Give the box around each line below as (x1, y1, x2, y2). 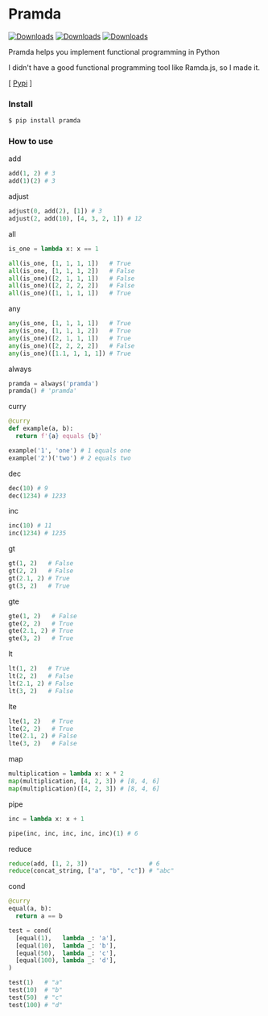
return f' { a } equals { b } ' (15, 432, 103, 440)
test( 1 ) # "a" (8, 979, 63, 987)
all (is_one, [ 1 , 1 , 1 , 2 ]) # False (8, 266, 135, 275)
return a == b (15, 912, 63, 920)
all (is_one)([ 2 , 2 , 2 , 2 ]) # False (8, 282, 135, 290)
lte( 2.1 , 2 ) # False (8, 732, 78, 741)
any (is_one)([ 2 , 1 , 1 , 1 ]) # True (8, 334, 131, 342)
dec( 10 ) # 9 (8, 484, 48, 492)
